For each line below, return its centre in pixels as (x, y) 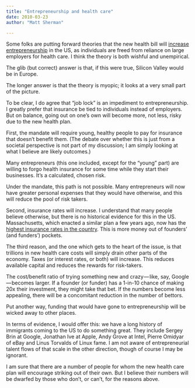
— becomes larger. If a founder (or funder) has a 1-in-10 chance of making (95, 283)
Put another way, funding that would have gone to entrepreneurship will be (96, 307)
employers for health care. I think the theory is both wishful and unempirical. (98, 57)
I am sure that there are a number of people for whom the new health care (95, 367)
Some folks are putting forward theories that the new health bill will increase (97, 44)
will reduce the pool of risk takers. (47, 199)
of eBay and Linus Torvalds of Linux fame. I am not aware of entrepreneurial (97, 343)
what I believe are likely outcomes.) (48, 152)
